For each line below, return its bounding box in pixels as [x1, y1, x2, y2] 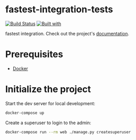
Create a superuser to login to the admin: [5, 119, 92, 126]
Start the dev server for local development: [5, 100, 96, 106]
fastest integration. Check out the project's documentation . [5, 30, 129, 36]
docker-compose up [5, 110, 44, 115]
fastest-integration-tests [5, 4, 114, 15]
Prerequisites [5, 49, 64, 60]
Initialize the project [5, 84, 91, 95]
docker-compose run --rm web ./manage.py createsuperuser [5, 129, 131, 134]
